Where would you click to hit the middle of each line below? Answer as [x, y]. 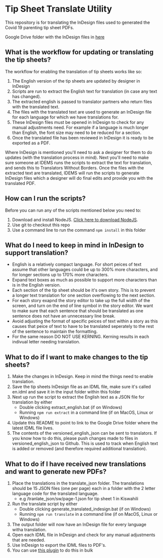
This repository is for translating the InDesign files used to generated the [78, 22]
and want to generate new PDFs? [56, 471]
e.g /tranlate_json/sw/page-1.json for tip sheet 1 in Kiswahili [79, 499]
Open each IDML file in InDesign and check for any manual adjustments [83, 535]
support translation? [37, 253]
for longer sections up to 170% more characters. [60, 275]
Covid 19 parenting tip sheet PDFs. [40, 27]
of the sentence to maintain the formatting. [55, 332]
